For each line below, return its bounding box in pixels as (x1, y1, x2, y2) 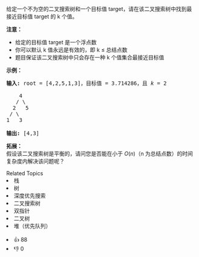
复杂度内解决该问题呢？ (6, 158, 65, 165)
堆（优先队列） (14, 222, 51, 229)
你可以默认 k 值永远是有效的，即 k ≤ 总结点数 (15, 46, 128, 53)
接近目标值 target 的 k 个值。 (6, 13, 78, 20)
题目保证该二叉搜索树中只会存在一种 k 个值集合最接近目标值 (15, 54, 165, 61)
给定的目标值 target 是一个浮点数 (15, 39, 97, 45)
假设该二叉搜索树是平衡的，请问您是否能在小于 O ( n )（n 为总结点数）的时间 (6, 150, 194, 157)
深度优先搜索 (14, 192, 46, 199)
